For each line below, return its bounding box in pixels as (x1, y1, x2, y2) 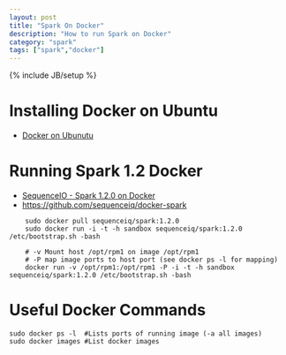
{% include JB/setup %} (9, 70, 97, 80)
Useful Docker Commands (9, 300, 206, 321)
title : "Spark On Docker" (9, 21, 104, 30)
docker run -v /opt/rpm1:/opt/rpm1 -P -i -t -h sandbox (25, 263, 236, 272)
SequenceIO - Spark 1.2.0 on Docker (21, 191, 156, 200)
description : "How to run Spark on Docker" (9, 29, 172, 38)
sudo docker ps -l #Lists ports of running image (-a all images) (9, 329, 263, 338)
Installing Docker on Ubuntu (9, 101, 219, 121)
